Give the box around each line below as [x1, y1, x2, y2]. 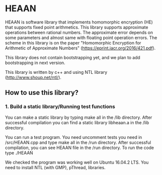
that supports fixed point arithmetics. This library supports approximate [5, 24, 148, 30]
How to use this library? [5, 88, 79, 97]
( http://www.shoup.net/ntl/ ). [5, 74, 62, 80]
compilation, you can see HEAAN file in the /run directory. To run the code [5, 145, 154, 151]
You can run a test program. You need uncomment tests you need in [5, 134, 142, 140]
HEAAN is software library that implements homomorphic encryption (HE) [5, 19, 153, 25]
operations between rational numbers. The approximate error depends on [5, 29, 153, 35]
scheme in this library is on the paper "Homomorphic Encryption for [5, 40, 142, 45]
